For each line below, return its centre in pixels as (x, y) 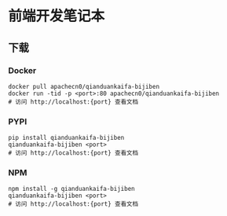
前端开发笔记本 (57, 16)
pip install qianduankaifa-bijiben (66, 138)
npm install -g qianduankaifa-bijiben (71, 189)
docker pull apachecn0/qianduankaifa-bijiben (84, 86)
